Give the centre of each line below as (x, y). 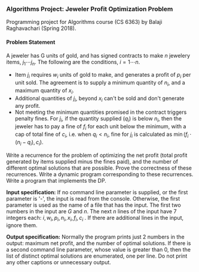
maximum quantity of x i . (45, 91)
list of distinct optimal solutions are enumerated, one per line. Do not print (97, 256)
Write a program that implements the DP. (56, 180)
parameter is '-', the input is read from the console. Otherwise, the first (93, 198)
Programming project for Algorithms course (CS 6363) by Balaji (84, 22)
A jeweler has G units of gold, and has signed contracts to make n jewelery (98, 55)
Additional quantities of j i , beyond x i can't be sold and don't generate (99, 99)
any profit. (27, 106)
